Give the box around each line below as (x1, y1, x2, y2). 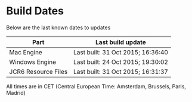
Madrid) (6, 89, 26, 96)
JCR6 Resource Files (9, 67, 68, 76)
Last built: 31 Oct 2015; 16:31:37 (73, 67, 169, 76)
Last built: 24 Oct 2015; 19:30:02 (73, 58, 169, 66)
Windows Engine (9, 58, 57, 66)
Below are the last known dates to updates (6, 24, 111, 31)
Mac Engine (9, 48, 43, 56)
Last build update (95, 38, 146, 46)
